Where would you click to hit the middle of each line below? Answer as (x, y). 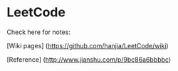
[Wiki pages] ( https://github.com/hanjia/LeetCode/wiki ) (88, 45)
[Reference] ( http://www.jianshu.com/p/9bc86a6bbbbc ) (89, 59)
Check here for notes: (38, 32)
